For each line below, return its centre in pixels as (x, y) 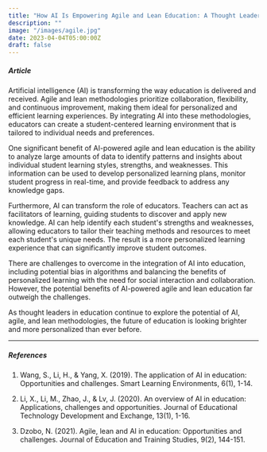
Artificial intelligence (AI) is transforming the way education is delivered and (132, 91)
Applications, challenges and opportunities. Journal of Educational (129, 408)
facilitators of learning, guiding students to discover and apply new (118, 214)
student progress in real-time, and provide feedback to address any (119, 182)
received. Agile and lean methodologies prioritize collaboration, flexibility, (128, 99)
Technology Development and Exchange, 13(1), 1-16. (105, 416)
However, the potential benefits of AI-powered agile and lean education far (130, 289)
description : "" (35, 23)
